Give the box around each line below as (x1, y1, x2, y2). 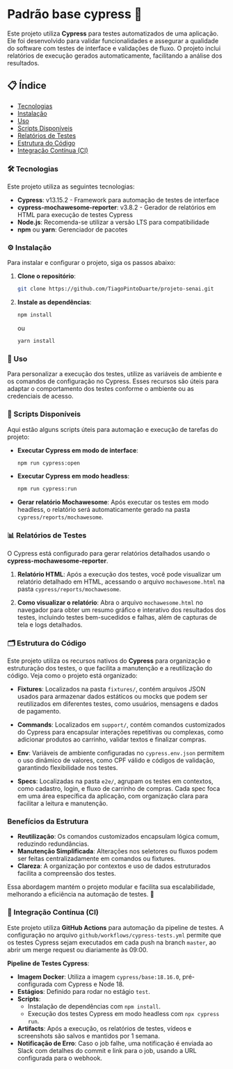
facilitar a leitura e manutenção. (17, 799, 109, 807)
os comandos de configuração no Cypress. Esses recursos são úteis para (7, 377, 219, 385)
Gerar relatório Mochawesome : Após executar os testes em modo (17, 498, 209, 506)
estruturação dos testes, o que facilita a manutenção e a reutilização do (7, 664, 213, 672)
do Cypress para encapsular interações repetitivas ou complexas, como (17, 728, 224, 736)
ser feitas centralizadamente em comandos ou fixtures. (17, 855, 176, 863)
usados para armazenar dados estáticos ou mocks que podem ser (17, 692, 208, 700)
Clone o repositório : (17, 272, 77, 280)
